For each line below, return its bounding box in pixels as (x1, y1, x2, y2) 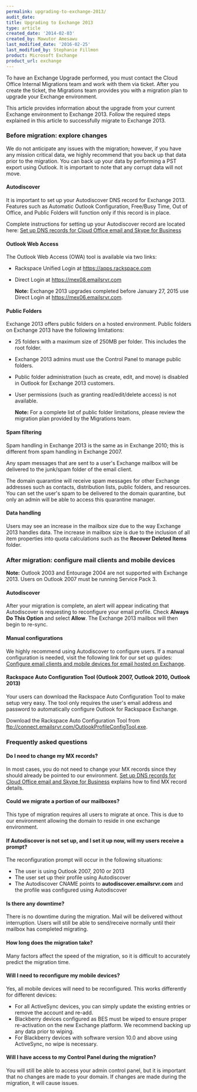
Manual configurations (6, 634, 64, 641)
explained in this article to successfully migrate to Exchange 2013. (6, 117, 166, 124)
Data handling (6, 509, 41, 516)
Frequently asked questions (6, 738, 88, 746)
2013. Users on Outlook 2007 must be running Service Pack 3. (6, 576, 157, 583)
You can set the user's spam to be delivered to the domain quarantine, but (6, 490, 186, 497)
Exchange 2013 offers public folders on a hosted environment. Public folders (6, 321, 192, 328)
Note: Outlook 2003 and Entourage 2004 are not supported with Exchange (6, 569, 188, 576)
